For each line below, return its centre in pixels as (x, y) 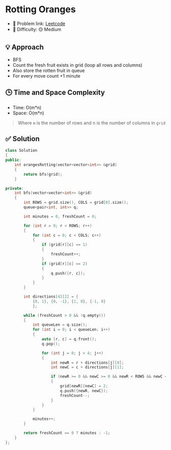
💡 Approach (25, 47)
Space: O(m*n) (28, 113)
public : (13, 160)
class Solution (21, 151)
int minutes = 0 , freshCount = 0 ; (60, 216)
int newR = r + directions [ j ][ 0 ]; (87, 363)
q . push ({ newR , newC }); (84, 391)
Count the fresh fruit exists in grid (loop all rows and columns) (77, 65)
